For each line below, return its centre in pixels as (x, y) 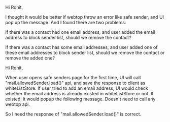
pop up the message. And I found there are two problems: (66, 22)
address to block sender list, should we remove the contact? (68, 38)
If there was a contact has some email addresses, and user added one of (81, 47)
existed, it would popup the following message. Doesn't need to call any (80, 99)
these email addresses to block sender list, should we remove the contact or (85, 53)
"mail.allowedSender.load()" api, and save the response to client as (75, 83)
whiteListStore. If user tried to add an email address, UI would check (77, 88)
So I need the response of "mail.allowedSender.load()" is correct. (73, 114)
